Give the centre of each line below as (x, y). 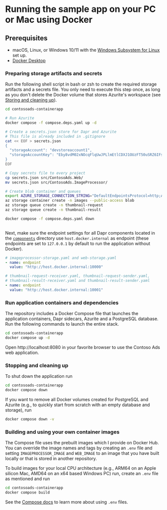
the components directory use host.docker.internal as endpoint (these (77, 238)
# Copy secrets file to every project (45, 173)
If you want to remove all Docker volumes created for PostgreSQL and (77, 399)
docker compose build (28, 492)
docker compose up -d (28, 338)
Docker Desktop (29, 60)
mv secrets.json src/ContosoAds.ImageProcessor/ (56, 182)
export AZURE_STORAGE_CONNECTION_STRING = (49, 196)
